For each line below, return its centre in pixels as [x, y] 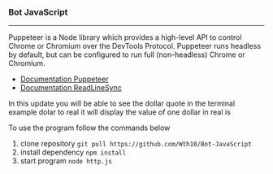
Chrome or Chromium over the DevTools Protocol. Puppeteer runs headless [135, 46]
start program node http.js [66, 161]
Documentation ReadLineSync [71, 88]
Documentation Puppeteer [64, 79]
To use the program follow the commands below [89, 128]
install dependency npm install [73, 152]
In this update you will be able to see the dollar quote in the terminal [122, 103]
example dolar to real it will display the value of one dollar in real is [120, 112]
